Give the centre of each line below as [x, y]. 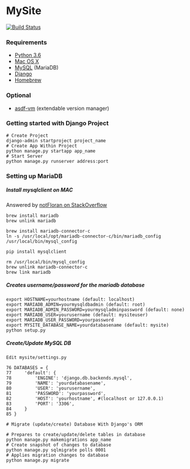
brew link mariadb [28, 272]
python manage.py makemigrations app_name [59, 440]
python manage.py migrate [38, 460]
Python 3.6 [28, 55]
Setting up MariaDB [34, 176]
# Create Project [27, 135]
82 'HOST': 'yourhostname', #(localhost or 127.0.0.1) [85, 398]
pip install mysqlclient [36, 252]
